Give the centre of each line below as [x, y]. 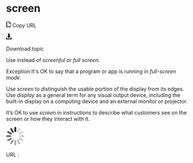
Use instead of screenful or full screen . [53, 60]
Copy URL [24, 25]
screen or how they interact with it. [48, 119]
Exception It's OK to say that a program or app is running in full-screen [91, 71]
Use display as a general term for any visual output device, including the [93, 95]
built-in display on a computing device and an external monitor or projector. [97, 101]
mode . [14, 77]
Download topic [25, 48]
